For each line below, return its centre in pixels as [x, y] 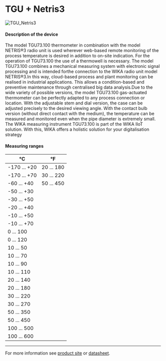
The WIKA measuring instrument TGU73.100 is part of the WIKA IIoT [74, 124]
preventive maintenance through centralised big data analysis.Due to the [79, 87]
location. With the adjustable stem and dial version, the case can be [74, 103]
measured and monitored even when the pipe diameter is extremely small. [81, 119]
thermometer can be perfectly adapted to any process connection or [75, 98]
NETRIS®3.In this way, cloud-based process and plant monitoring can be [79, 77]
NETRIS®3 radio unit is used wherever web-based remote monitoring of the [82, 51]
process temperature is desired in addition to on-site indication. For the [77, 56]
